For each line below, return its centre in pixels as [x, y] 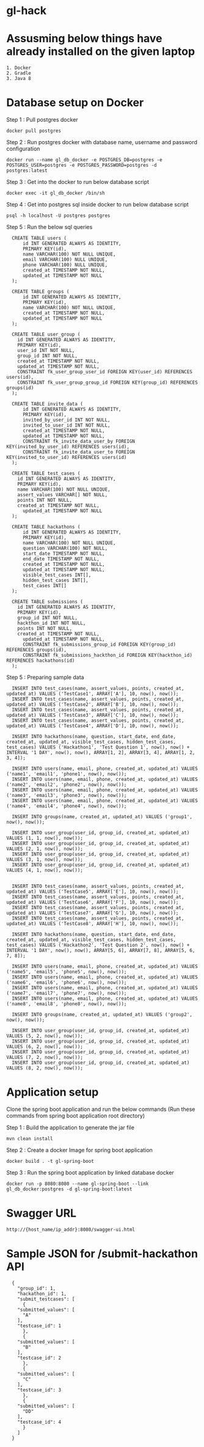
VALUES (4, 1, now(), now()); [45, 870]
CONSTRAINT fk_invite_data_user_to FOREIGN [79, 452]
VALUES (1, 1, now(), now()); [45, 838]
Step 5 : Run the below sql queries [49, 227]
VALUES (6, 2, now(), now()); [45, 1047]
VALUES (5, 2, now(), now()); [45, 1036]
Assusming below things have [85, 39]
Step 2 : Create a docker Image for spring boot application [79, 1150]
